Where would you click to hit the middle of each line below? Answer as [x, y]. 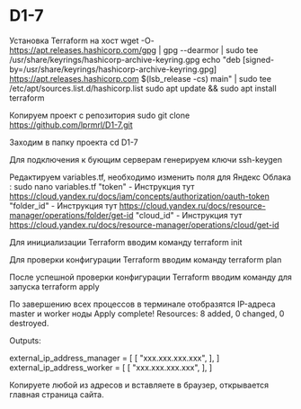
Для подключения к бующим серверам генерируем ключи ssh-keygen [146, 159]
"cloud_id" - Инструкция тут [189, 215]
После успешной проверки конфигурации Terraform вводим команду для [150, 277]
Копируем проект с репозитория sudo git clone [100, 115]
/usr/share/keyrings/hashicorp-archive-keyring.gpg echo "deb [125, 59]
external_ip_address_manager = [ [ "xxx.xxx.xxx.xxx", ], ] [115, 358]
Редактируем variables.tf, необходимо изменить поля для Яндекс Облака [150, 177]
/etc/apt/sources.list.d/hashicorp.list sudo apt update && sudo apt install [143, 88]
